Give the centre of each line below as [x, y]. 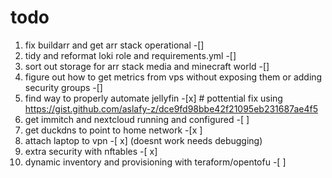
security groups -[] [63, 87]
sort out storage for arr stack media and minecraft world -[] [147, 66]
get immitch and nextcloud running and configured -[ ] [137, 119]
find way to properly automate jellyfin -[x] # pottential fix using [153, 98]
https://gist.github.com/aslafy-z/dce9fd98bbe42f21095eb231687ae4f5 [171, 108]
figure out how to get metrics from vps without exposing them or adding [173, 77]
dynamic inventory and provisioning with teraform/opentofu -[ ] [155, 162]
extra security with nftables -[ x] [91, 151]
